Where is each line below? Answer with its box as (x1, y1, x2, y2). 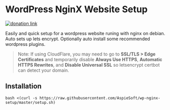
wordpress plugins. (5, 41, 46, 47)
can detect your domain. (17, 67, 70, 73)
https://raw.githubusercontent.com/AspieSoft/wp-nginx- (39, 95, 160, 100)
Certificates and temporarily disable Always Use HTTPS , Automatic (17, 56, 162, 62)
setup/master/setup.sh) (5, 100, 56, 105)
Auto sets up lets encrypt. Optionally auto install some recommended (5, 36, 150, 42)
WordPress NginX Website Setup (5, 4, 148, 15)
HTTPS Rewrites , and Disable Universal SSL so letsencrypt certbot (17, 62, 160, 68)
